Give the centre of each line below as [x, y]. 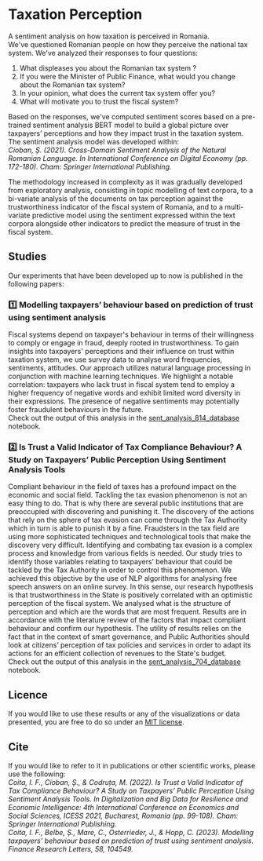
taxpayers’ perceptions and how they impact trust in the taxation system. [126, 133]
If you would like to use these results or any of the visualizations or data [124, 714]
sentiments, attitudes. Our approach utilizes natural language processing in [130, 368]
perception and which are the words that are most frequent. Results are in [128, 612]
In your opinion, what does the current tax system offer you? [117, 93]
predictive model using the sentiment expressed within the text [133, 215]
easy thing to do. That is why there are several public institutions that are [126, 503]
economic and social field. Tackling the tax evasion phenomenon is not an [128, 495]
